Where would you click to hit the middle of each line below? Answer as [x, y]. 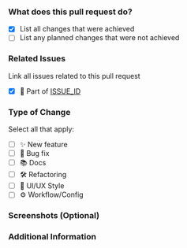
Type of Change [39, 112]
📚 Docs [33, 163]
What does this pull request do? [70, 12]
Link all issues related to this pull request [74, 76]
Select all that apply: [41, 129]
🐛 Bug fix [34, 154]
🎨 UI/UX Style [42, 186]
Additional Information [52, 237]
